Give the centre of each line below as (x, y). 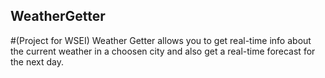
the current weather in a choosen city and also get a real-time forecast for (163, 51)
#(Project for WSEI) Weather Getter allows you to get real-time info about (161, 40)
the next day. (37, 61)
